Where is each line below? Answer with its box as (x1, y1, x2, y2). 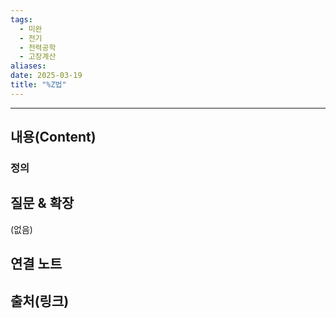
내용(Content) (10, 129, 97, 146)
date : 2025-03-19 (10, 71, 83, 81)
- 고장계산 (19, 52, 57, 62)
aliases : (10, 61, 47, 71)
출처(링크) (10, 292, 70, 310)
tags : (10, 14, 33, 25)
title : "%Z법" (10, 80, 67, 90)
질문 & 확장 (10, 195, 75, 212)
